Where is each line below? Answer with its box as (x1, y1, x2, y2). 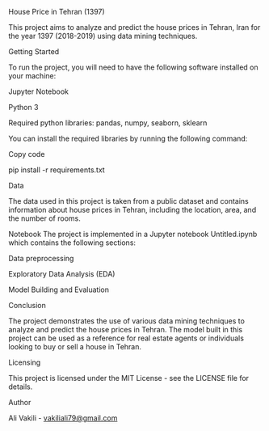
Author (8, 398, 32, 407)
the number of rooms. (8, 213, 81, 223)
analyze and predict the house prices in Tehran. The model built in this (8, 325, 243, 334)
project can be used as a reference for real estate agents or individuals (8, 333, 245, 343)
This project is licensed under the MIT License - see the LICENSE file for (8, 374, 249, 382)
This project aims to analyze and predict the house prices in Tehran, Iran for (8, 23, 261, 32)
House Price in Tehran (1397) (8, 7, 105, 16)
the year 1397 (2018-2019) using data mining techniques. (8, 32, 198, 40)
